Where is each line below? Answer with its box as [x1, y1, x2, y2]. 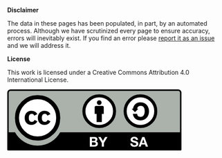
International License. [7, 76, 69, 84]
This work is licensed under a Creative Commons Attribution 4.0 [7, 69, 190, 76]
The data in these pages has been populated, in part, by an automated [7, 19, 207, 27]
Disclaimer [7, 6, 39, 14]
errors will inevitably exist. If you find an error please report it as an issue [7, 34, 215, 42]
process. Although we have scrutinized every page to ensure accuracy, [7, 27, 210, 35]
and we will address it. [7, 42, 71, 49]
